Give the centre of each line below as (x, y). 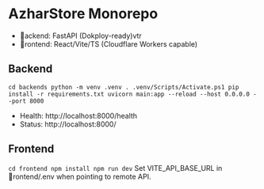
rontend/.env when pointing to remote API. (82, 176)
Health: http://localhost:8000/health (78, 115)
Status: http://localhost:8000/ (68, 124)
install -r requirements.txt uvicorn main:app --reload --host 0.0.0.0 (129, 94)
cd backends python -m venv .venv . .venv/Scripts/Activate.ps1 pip (124, 87)
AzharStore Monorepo (83, 14)
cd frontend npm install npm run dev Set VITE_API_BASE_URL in (115, 168)
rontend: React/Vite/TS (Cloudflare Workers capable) (111, 43)
